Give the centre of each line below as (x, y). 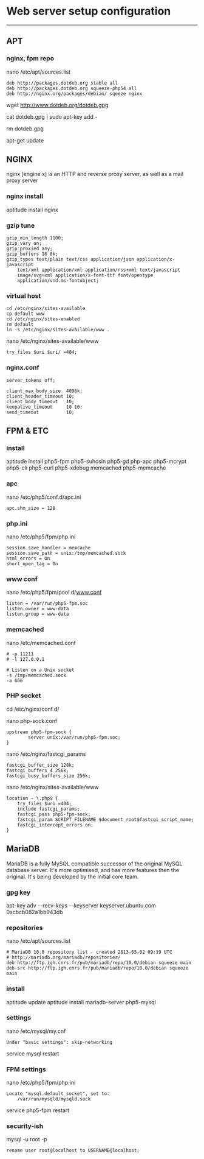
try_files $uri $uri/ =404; (42, 352)
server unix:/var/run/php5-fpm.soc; (74, 737)
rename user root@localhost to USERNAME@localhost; (73, 1150)
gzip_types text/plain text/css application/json (70, 259)
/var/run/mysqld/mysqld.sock (54, 1099)
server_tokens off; (31, 380)
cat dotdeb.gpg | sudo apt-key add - (52, 116)
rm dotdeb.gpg (25, 129)
